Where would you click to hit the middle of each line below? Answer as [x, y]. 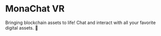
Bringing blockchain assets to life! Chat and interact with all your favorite [80, 22]
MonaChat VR [35, 9]
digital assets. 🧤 [22, 27]
